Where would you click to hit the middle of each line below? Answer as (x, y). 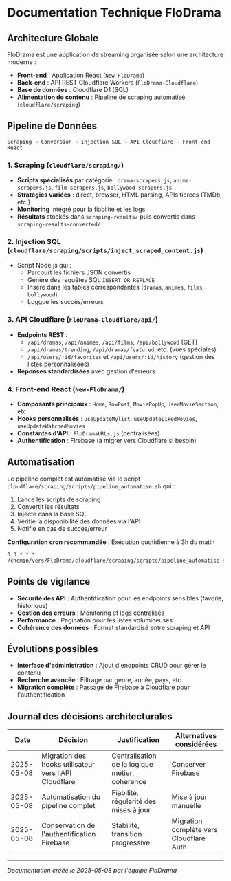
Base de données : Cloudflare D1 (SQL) (73, 90)
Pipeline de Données (52, 126)
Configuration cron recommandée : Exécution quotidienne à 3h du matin (111, 542)
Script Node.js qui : (44, 265)
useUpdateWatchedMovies (51, 426)
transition (127, 834)
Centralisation (134, 756)
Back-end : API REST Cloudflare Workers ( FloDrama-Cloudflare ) (108, 83)
